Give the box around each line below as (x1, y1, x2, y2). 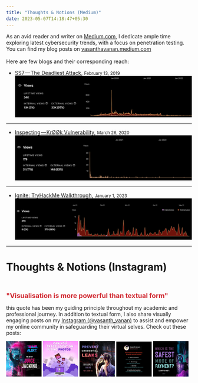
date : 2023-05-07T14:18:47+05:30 (6, 15, 88, 22)
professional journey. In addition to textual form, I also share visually (6, 310, 171, 317)
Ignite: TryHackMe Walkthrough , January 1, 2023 (14, 192, 128, 199)
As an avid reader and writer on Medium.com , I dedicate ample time (6, 32, 171, 40)
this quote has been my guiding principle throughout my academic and (6, 304, 178, 311)
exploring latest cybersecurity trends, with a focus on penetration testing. (6, 39, 184, 46)
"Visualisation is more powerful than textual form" (6, 291, 169, 300)
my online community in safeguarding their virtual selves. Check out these (6, 323, 187, 330)
